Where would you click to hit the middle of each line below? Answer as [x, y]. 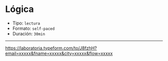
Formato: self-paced [33, 28]
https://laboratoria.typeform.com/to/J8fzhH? [51, 48]
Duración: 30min [29, 33]
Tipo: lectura [26, 23]
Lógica [19, 9]
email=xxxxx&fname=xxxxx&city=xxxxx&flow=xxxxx [59, 53]
